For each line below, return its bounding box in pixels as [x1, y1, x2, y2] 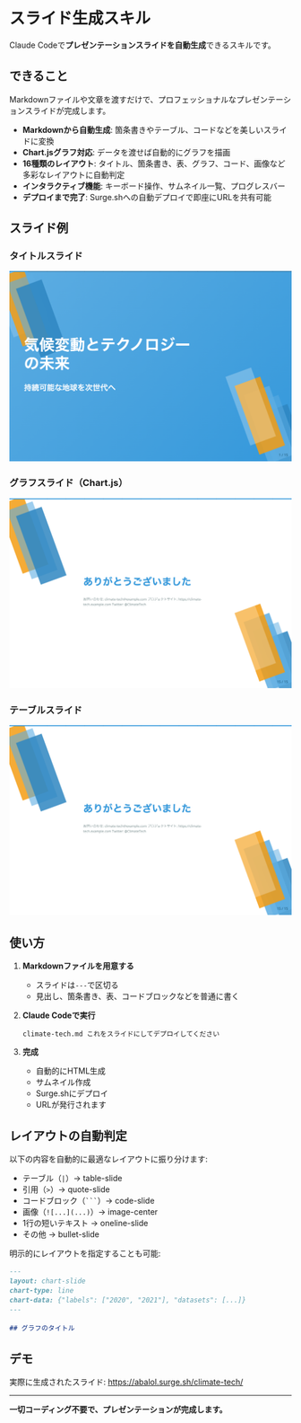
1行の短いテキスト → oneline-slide [21, 1218, 149, 1229]
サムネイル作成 [35, 1077, 91, 1088]
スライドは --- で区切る [35, 980, 119, 991]
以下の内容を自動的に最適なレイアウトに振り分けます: [9, 1153, 209, 1164]
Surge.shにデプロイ [35, 1088, 109, 1099]
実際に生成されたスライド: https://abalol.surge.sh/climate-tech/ [9, 1376, 244, 1387]
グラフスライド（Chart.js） [9, 477, 128, 490]
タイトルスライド [9, 250, 83, 262]
